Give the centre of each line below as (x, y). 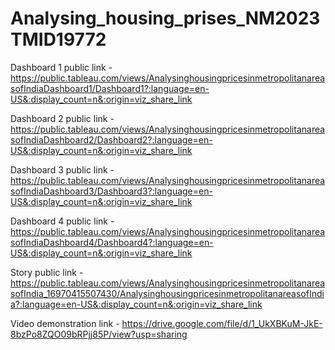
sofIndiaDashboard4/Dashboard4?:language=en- (112, 242)
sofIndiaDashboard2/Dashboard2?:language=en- (111, 139)
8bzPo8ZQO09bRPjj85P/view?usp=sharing (99, 334)
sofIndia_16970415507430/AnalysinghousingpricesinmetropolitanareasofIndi (167, 293)
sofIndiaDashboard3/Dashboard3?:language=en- (111, 191)
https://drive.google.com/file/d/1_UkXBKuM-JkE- (222, 323)
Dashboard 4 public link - (62, 221)
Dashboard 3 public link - (62, 169)
